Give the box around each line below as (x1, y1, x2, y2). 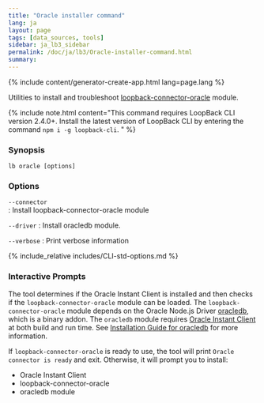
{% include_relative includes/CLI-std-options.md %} (8, 251, 179, 261)
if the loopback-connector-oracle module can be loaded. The (8, 297, 207, 307)
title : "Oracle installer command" (8, 11, 126, 20)
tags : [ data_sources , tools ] (8, 33, 104, 42)
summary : (8, 56, 37, 64)
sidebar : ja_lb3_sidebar (8, 41, 90, 49)
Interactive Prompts (8, 271, 86, 282)
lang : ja (8, 19, 37, 27)
